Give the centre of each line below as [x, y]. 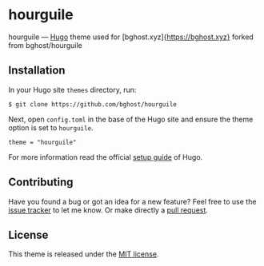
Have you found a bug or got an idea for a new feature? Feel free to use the [132, 201]
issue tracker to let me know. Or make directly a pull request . [108, 210]
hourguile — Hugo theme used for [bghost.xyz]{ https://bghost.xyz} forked [131, 37]
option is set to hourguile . [51, 127]
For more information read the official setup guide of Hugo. [106, 157]
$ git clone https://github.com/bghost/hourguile [93, 104]
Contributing [41, 183]
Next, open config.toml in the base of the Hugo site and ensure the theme [131, 119]
